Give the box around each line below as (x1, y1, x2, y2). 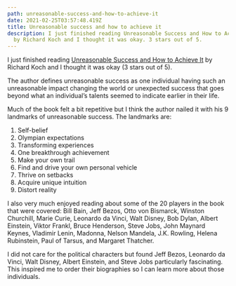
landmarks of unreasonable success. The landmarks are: (7, 113, 172, 121)
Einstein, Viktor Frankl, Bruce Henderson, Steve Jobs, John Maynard (7, 222, 206, 230)
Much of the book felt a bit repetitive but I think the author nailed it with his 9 (7, 105, 229, 114)
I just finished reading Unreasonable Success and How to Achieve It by (7, 55, 213, 64)
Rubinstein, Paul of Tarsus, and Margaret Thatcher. (7, 236, 155, 245)
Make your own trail (17, 156, 75, 165)
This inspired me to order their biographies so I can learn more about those (7, 265, 225, 273)
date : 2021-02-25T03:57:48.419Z (7, 17, 102, 24)
